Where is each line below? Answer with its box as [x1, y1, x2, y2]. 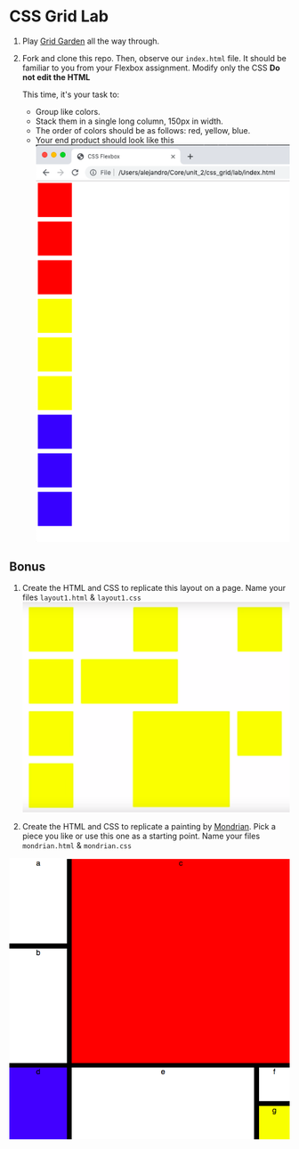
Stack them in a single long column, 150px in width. [35, 116, 224, 126]
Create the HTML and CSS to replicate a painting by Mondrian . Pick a [21, 821, 276, 832]
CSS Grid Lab [9, 6, 109, 27]
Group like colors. [35, 106, 101, 117]
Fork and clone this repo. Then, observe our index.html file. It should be [21, 53, 287, 63]
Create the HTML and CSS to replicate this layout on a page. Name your [21, 583, 287, 594]
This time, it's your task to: [21, 89, 120, 100]
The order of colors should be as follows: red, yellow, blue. [35, 125, 251, 135]
